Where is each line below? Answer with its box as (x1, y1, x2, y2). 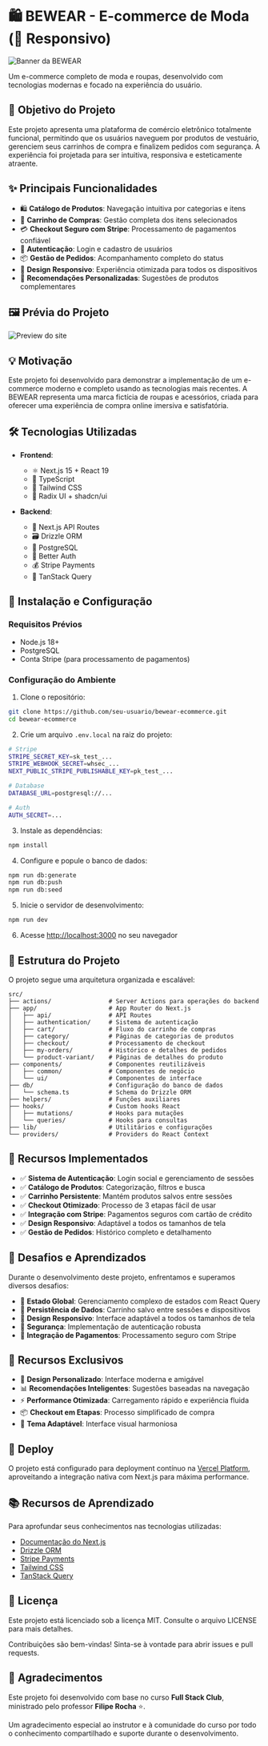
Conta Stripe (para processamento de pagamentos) (19, 654, 190, 663)
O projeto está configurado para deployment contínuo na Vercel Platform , (8, 1464, 250, 1473)
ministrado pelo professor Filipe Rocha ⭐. (8, 1701, 146, 1711)
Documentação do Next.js (19, 1536, 106, 1546)
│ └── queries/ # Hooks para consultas (8, 1116, 188, 1124)
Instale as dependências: (19, 826, 102, 835)
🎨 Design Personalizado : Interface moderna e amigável (19, 1375, 204, 1384)
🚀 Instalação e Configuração (8, 595, 153, 609)
